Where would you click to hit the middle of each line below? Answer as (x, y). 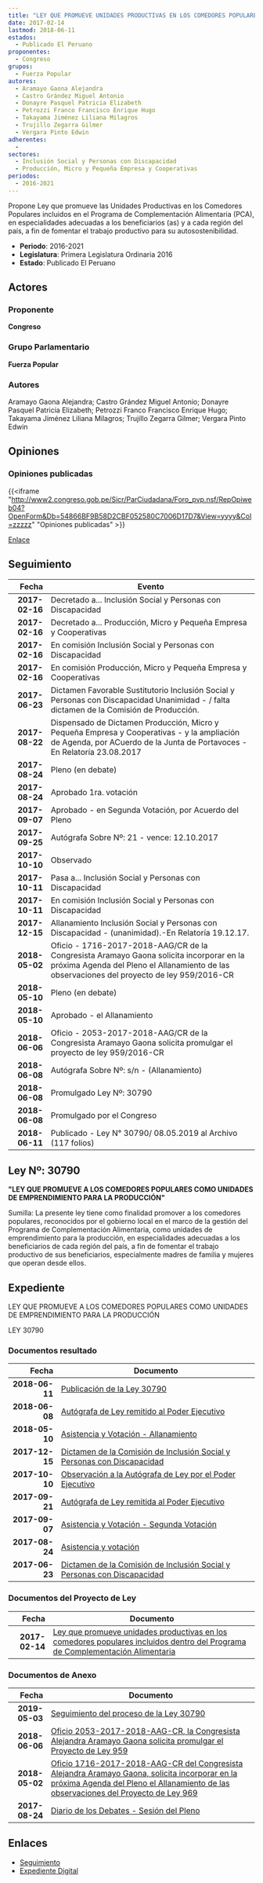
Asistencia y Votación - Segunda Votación (139, 1525)
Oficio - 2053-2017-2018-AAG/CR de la (129, 1032)
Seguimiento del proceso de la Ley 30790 (128, 1713)
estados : (22, 37)
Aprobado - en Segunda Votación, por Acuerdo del (144, 810)
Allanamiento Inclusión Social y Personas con (134, 922)
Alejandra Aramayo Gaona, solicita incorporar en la (144, 1774)
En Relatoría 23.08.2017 (96, 752)
